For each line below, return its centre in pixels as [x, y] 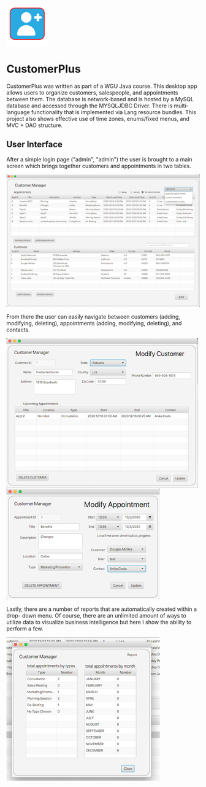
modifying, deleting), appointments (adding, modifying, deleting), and [94, 323]
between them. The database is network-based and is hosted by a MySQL [100, 99]
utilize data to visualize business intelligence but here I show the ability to [99, 622]
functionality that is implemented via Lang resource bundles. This [113, 112]
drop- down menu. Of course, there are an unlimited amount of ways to [97, 615]
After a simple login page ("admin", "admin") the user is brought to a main [99, 159]
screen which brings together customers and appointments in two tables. [99, 166]
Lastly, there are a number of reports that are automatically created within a [102, 609]
